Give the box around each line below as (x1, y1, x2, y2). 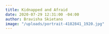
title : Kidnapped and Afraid (5, 7, 68, 12)
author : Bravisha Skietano (5, 16, 63, 21)
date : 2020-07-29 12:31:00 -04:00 (5, 12, 80, 17)
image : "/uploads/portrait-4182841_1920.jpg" (5, 21, 104, 26)
